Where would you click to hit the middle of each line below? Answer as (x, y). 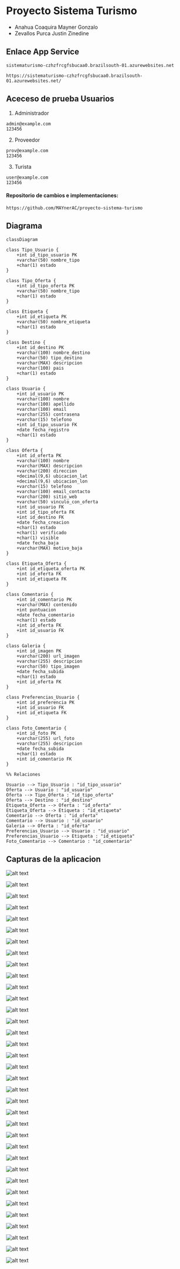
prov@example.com (27, 150)
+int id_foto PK (37, 733)
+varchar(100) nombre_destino (54, 353)
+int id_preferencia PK (46, 702)
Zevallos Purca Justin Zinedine (52, 33)
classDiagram (22, 239)
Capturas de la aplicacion (54, 859)
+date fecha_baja (38, 543)
